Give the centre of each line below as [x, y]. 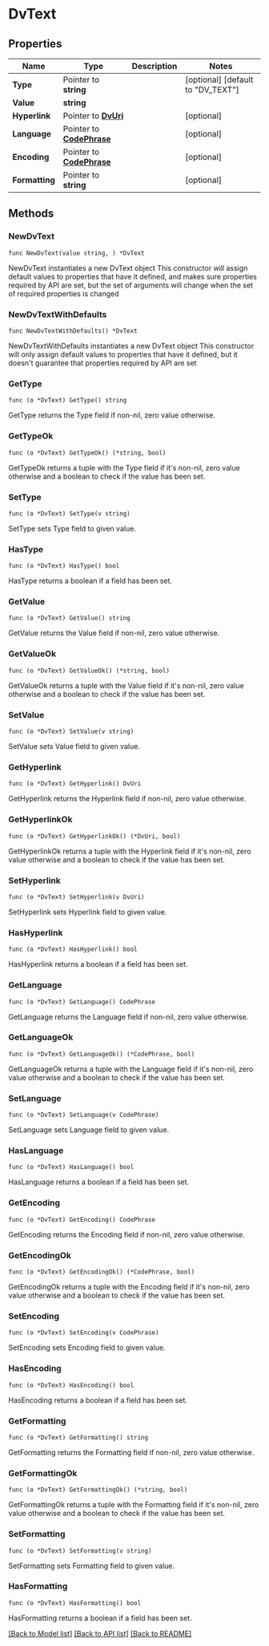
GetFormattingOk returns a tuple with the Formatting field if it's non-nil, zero [134, 1505]
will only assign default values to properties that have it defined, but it [123, 354]
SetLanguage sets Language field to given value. [89, 1130]
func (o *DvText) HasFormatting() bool [75, 1603]
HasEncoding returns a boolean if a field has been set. [98, 1400]
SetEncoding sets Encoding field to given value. [87, 1348]
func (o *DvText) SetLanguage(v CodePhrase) [84, 1115]
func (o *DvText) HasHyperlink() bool [73, 949]
